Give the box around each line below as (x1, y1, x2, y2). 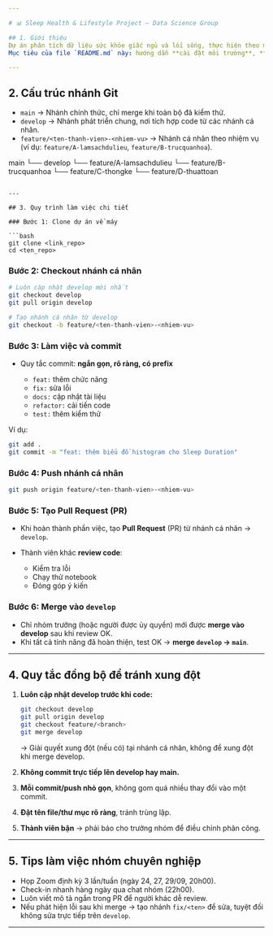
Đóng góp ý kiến (32, 581, 88, 590)
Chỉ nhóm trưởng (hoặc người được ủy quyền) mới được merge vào (19, 620, 245, 629)
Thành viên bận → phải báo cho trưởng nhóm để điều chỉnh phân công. (19, 823, 262, 833)
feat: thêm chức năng (32, 375, 108, 385)
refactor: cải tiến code (32, 400, 111, 411)
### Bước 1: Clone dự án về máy (8, 218, 118, 226)
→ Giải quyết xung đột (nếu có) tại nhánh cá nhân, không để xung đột (19, 742, 253, 752)
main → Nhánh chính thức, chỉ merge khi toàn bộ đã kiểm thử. (19, 107, 226, 118)
